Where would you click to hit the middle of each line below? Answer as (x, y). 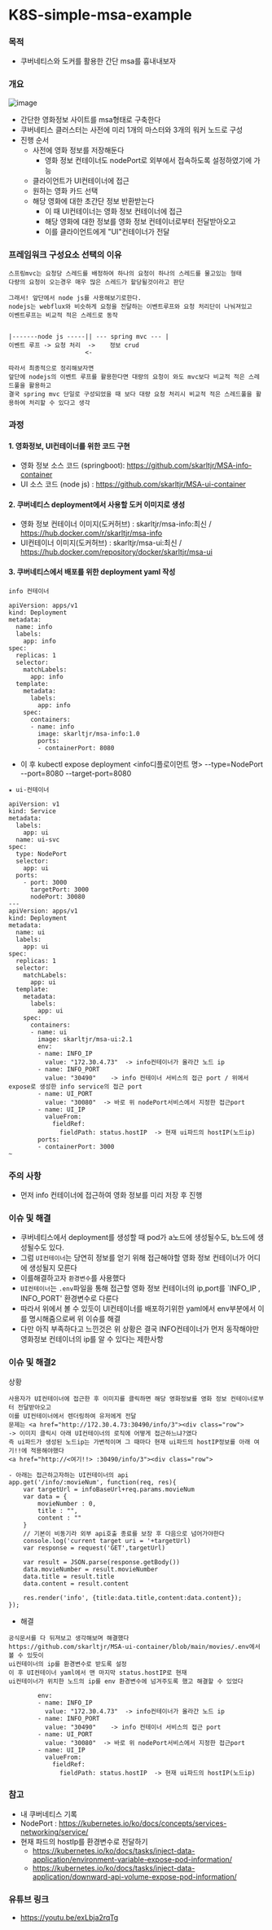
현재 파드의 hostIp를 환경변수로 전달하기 (84, 1841)
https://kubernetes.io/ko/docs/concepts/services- (143, 1823)
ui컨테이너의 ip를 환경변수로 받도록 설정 (68, 1664)
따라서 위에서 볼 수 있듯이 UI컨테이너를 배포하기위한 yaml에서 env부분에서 (138, 1308)
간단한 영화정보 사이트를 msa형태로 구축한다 (90, 119)
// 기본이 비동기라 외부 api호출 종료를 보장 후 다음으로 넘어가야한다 (124, 1533)
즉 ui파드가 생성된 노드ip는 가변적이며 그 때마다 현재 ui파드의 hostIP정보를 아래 (129, 1442)
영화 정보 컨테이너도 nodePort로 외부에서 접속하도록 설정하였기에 (148, 160)
